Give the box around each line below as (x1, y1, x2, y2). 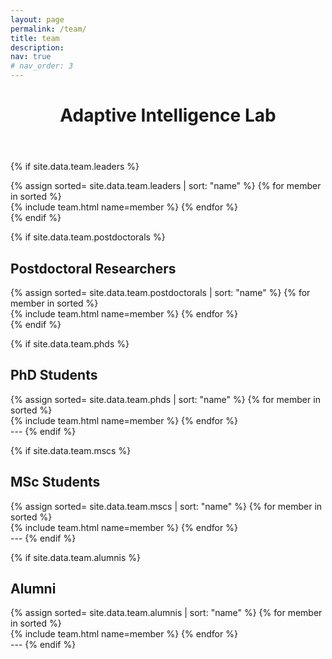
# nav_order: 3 (10, 61, 74, 71)
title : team (10, 33, 60, 43)
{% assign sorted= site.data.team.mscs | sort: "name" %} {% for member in (10, 500, 323, 512)
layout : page (10, 14, 65, 25)
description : (10, 42, 65, 53)
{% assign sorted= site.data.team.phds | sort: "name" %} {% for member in (10, 393, 321, 405)
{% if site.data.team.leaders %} (10, 161, 140, 173)
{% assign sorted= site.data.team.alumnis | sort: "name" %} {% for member (10, 607, 323, 619)
